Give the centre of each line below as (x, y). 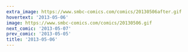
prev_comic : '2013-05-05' (39, 34)
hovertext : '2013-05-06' (37, 17)
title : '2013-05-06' (32, 39)
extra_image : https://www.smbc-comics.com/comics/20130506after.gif (94, 12)
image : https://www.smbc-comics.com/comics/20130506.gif (79, 23)
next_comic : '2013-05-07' (39, 28)
